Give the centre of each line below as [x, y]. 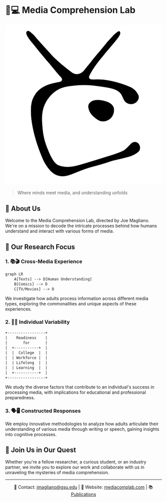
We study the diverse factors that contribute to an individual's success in [80, 387]
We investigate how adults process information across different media [77, 298]
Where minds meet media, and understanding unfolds [72, 193]
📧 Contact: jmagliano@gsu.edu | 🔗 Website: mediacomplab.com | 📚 [83, 487]
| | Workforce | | [27, 358]
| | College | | [27, 353]
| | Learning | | [27, 368]
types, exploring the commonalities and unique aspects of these [71, 303]
